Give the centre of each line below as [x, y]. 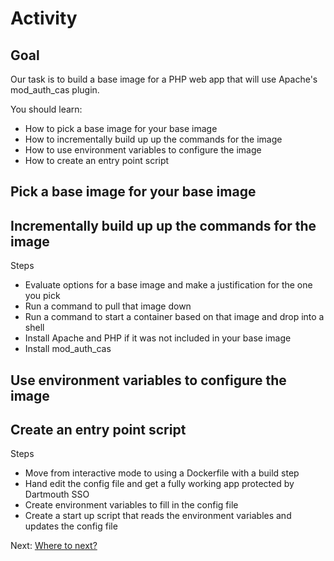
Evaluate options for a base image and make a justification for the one [168, 285]
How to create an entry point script [97, 160]
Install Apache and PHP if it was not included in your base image [158, 338]
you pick [42, 296]
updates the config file [71, 526]
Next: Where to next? [54, 546]
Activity [44, 18]
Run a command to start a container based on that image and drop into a [174, 317]
